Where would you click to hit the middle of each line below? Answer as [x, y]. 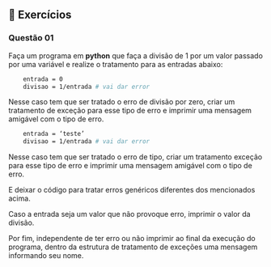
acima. [19, 198]
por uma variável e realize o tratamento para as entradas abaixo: [116, 64]
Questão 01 [31, 38]
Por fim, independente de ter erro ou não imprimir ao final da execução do [132, 239]
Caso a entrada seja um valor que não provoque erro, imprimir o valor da [129, 214]
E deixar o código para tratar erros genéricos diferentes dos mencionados [132, 190]
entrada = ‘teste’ [54, 134]
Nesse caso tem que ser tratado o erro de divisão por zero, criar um [122, 102]
